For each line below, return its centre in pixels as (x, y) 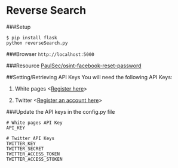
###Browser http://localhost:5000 (50, 54)
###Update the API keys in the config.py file (61, 111)
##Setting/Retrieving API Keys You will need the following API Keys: (89, 77)
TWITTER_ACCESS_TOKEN (33, 154)
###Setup (19, 27)
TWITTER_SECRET (25, 149)
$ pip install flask (32, 38)
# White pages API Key (34, 123)
